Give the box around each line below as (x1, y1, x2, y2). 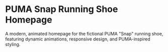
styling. (5, 41, 21, 47)
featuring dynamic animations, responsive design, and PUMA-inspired (5, 36, 150, 42)
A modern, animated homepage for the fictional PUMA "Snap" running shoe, (5, 30, 163, 36)
